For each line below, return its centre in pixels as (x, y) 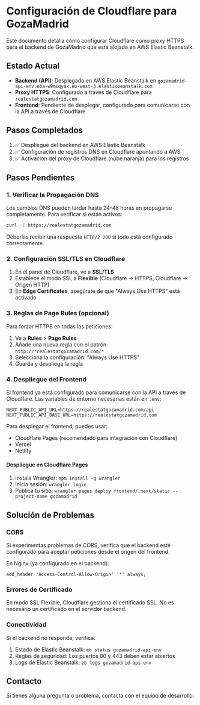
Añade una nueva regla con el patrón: (61, 344)
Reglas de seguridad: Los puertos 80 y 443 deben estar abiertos (95, 656)
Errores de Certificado (39, 589)
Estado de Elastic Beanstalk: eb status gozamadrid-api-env (88, 650)
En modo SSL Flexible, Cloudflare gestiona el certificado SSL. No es (90, 603)
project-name (31, 497)
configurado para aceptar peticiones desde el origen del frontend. (88, 551)
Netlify (23, 451)
